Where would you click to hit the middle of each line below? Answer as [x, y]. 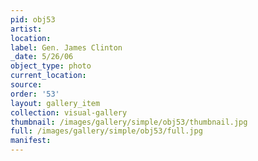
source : [26, 85]
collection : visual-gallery [69, 112]
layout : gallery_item [55, 103]
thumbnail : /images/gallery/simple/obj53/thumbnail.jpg [129, 122]
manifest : [31, 141]
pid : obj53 [33, 19]
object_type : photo [51, 66]
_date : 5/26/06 [42, 57]
